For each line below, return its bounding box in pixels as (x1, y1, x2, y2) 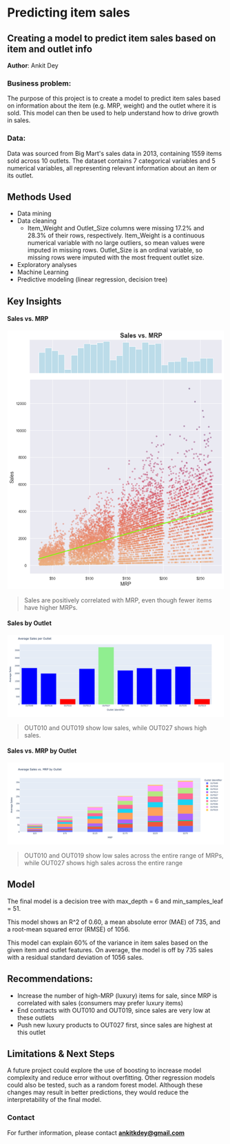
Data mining (17, 209, 52, 218)
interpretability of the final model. (7, 1096, 102, 1104)
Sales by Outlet (7, 619, 52, 627)
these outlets (17, 1013, 54, 1022)
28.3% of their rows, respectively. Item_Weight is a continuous (27, 231, 205, 239)
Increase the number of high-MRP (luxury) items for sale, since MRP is (17, 992, 218, 1000)
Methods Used (7, 191, 72, 203)
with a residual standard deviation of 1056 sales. (7, 953, 144, 961)
